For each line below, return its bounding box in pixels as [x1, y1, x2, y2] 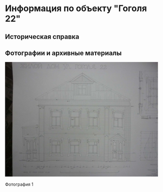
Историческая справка [5, 32, 80, 41]
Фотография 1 [5, 181, 33, 187]
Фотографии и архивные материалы [5, 49, 122, 57]
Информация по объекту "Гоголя [5, 3, 147, 14]
